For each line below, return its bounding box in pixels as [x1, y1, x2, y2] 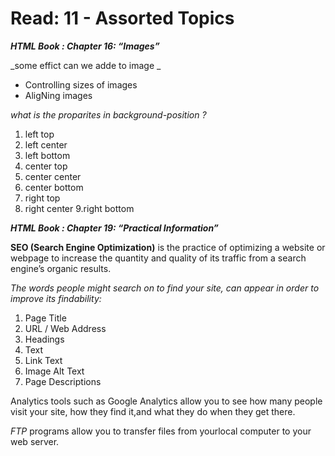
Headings [24, 333, 65, 345]
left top [24, 128, 55, 140]
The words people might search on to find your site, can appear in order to [10, 282, 320, 294]
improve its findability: [10, 292, 102, 304]
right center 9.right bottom [24, 202, 135, 214]
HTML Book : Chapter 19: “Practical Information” [10, 222, 219, 234]
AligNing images [24, 89, 93, 101]
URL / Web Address [24, 322, 107, 334]
